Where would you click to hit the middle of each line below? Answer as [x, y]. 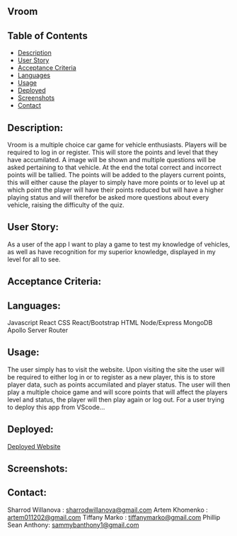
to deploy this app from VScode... [56, 407]
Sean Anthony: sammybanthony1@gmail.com [73, 525]
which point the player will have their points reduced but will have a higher [116, 190]
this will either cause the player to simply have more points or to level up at [116, 183]
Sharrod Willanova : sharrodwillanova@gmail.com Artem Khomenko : [108, 510]
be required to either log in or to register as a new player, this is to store [111, 377]
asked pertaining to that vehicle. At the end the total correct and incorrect [114, 167]
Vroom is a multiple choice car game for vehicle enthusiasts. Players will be [117, 145]
